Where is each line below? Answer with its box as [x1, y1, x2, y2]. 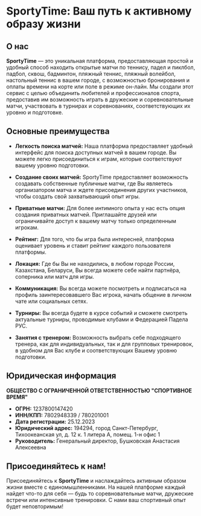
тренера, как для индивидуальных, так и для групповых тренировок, [14, 340, 194, 348]
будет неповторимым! [6, 503, 63, 510]
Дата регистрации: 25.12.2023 [14, 418, 95, 425]
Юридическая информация [6, 371, 116, 381]
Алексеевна [14, 443, 46, 451]
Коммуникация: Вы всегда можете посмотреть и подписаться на [14, 285, 187, 292]
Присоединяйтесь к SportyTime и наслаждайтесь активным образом [6, 477, 187, 485]
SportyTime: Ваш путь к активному [6, 4, 192, 18]
